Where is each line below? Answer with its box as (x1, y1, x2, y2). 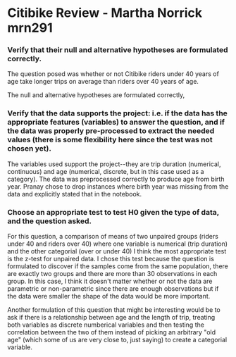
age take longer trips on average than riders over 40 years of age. (7, 77, 199, 86)
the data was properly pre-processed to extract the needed (7, 126, 215, 136)
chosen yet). (7, 144, 51, 154)
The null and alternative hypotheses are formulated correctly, (7, 91, 185, 99)
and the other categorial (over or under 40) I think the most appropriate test (7, 247, 227, 256)
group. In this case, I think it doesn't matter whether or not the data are (7, 277, 213, 286)
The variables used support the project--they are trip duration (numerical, (7, 160, 221, 168)
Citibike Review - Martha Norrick (7, 5, 203, 21)
